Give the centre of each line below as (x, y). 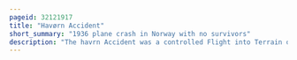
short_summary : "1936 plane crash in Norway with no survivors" (130, 34)
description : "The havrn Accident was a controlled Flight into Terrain (146, 42)
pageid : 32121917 (41, 17)
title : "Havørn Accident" (57, 26)
